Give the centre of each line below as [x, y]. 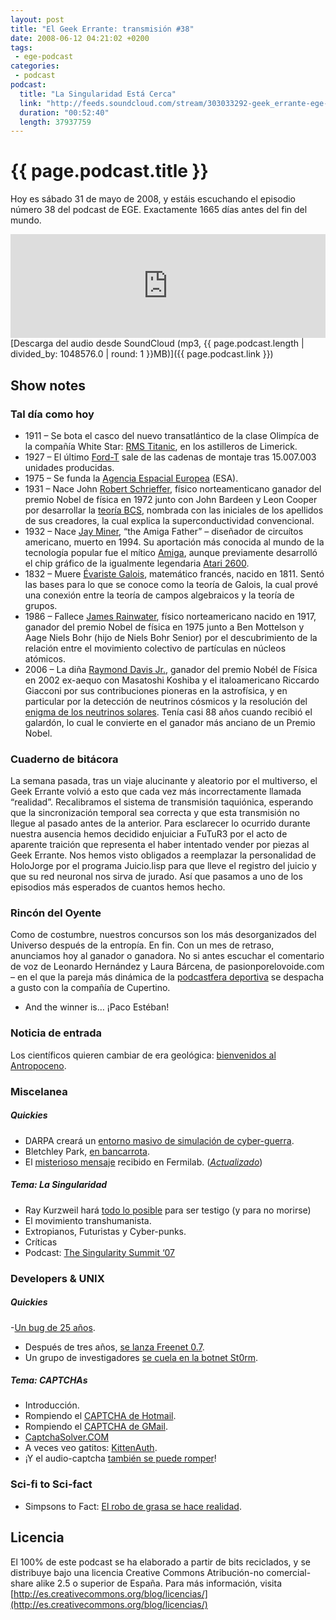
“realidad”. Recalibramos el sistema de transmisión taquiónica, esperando [162, 802]
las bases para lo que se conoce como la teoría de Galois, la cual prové [171, 584]
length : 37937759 [55, 122]
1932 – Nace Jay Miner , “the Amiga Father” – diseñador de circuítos [164, 531]
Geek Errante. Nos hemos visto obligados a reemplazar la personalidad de [163, 855]
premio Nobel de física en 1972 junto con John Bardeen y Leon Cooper [171, 499]
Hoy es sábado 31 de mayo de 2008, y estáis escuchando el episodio [153, 199]
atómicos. [45, 658]
